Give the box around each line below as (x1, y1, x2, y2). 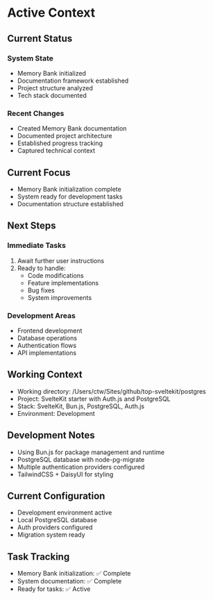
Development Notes (7, 429, 95, 442)
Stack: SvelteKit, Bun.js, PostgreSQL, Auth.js (17, 401, 145, 410)
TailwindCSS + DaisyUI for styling (17, 470, 114, 478)
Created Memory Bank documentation (17, 124, 127, 133)
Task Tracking (7, 551, 70, 562)
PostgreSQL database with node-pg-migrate (17, 455, 145, 463)
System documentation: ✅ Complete (17, 577, 122, 585)
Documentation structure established (17, 199, 123, 208)
